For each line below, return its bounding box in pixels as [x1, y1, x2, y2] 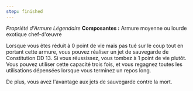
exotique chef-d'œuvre [6, 30, 63, 38]
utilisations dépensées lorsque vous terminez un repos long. [6, 66, 151, 73]
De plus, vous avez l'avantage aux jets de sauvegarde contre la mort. [6, 78, 173, 85]
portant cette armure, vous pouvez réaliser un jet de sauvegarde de [6, 48, 169, 55]
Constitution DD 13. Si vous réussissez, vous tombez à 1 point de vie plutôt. [6, 54, 187, 61]
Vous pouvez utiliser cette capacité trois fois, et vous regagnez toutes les [6, 61, 183, 68]
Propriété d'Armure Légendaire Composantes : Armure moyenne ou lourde [6, 24, 187, 32]
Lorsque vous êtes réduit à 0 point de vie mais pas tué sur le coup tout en [6, 42, 184, 49]
